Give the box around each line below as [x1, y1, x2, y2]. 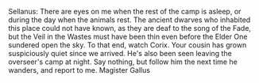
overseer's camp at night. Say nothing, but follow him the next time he [8, 57, 238, 66]
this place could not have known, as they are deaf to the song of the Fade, [8, 24, 252, 32]
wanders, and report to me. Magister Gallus [8, 66, 151, 74]
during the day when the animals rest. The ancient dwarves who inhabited [8, 15, 251, 25]
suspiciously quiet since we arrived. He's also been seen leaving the [8, 49, 232, 58]
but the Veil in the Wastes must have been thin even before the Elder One [8, 32, 248, 41]
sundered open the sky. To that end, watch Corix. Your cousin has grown [8, 40, 247, 50]
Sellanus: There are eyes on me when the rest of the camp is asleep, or [8, 7, 242, 16]
